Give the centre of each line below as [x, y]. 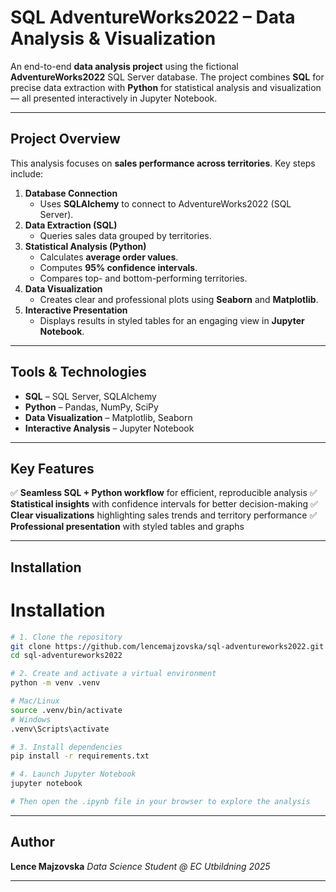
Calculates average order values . [109, 257]
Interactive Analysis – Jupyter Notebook [109, 428]
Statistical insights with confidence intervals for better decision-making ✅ [164, 504]
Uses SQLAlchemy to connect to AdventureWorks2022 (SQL [165, 203]
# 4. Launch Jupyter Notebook [73, 774]
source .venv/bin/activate [66, 710]
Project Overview [65, 139]
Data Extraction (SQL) [71, 225]
